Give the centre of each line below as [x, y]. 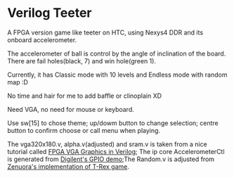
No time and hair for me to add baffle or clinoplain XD [85, 96]
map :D [18, 82]
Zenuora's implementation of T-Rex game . [69, 166]
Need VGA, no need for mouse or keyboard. [71, 109]
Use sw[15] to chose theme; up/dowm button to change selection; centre [113, 123]
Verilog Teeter [50, 13]
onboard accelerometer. [42, 39]
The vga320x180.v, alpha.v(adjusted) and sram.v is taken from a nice [107, 144]
